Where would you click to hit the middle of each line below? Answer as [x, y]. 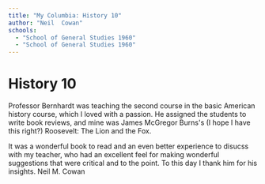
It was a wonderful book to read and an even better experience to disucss [129, 146]
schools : [23, 30]
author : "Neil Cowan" [45, 23]
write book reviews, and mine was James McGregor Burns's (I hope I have [129, 122]
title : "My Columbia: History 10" [65, 15]
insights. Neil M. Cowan [47, 171]
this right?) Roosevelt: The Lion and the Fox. [80, 131]
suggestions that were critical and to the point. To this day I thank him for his [133, 163]
